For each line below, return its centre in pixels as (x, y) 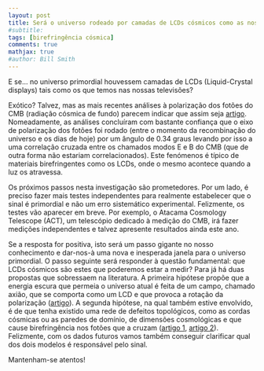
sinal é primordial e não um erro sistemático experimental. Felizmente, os (126, 204)
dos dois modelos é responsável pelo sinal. (78, 344)
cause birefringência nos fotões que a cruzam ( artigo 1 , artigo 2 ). (113, 328)
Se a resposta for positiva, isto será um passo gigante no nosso (111, 244)
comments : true (33, 45)
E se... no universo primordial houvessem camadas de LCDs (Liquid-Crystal (130, 81)
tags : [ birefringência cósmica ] (61, 37)
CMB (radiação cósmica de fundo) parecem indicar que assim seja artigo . (128, 113)
